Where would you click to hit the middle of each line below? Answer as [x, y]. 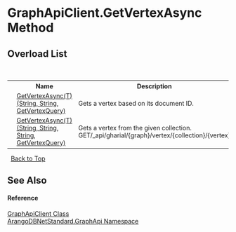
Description [154, 86]
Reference [23, 198]
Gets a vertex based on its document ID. [136, 103]
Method [31, 28]
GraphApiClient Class [38, 214]
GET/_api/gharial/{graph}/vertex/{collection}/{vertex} [154, 135]
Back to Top [28, 158]
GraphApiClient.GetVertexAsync [105, 13]
